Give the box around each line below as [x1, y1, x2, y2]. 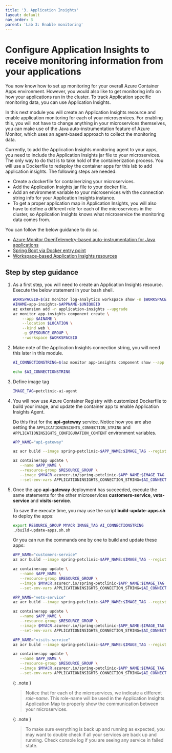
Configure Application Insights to [5, 44, 150, 56]
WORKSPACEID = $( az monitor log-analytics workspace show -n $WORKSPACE [12, 297, 167, 302]
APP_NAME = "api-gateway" [12, 439, 64, 445]
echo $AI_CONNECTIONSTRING [12, 369, 71, 374]
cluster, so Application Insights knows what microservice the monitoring [12, 211, 165, 218]
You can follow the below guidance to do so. [5, 227, 99, 233]
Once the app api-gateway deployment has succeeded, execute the [12, 487, 158, 493]
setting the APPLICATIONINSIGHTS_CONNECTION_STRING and [12, 424, 131, 430]
